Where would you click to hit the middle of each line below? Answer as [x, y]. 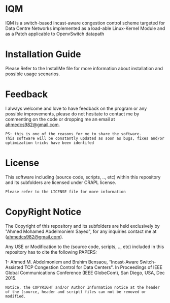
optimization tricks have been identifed [50, 143]
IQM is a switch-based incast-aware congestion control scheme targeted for [85, 23]
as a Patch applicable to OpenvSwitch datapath [55, 34]
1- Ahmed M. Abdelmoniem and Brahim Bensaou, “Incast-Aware [72, 262]
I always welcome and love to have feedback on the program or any [76, 108]
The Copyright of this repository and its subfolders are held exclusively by [82, 226]
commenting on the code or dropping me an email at [60, 119]
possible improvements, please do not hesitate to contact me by [72, 114]
